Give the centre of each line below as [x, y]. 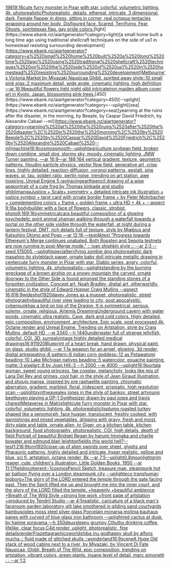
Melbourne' [154, 72]
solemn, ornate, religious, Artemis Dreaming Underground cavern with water [85, 311]
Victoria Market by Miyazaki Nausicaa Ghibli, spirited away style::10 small [86, 78]
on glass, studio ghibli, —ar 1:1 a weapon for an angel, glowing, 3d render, [82, 349]
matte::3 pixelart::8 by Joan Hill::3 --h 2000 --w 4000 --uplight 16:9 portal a [83, 365]
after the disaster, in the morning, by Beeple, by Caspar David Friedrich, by [83, 116]
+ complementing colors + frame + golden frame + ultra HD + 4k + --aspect [85, 203]
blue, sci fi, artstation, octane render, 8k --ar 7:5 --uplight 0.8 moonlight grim [83, 457]
